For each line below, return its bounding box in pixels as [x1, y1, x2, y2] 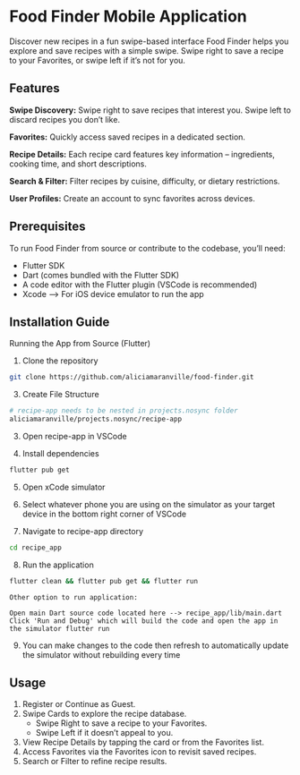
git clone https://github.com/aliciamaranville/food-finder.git [9, 373, 254, 382]
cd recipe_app [9, 543, 63, 552]
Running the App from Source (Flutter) [9, 338, 150, 349]
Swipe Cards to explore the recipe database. [21, 709, 187, 720]
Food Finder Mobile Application [9, 6, 248, 27]
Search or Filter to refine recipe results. [21, 756, 167, 767]
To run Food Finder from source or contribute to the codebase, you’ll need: [9, 243, 286, 253]
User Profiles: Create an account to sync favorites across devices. [9, 192, 255, 203]
